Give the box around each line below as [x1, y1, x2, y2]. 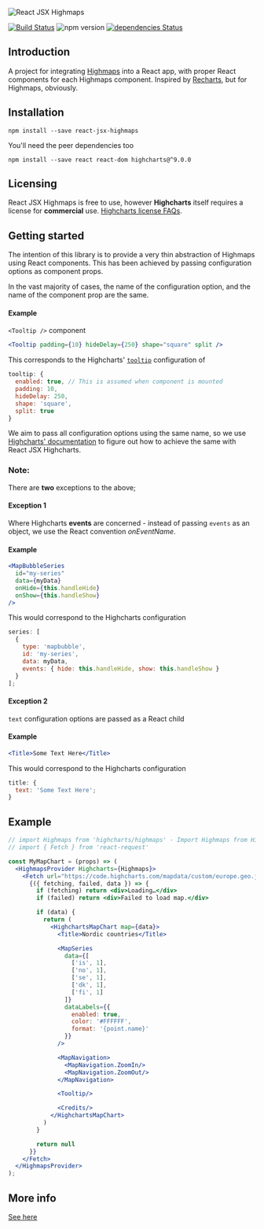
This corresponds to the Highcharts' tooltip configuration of [8, 355, 206, 365]
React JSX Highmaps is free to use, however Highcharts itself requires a [8, 197, 244, 208]
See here [8, 1212, 38, 1221]
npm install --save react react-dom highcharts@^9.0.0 [8, 156, 192, 164]
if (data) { [36, 909, 76, 917]
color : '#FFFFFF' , [71, 1017, 132, 1026]
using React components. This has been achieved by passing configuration [8, 258, 252, 268]
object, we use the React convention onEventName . [8, 526, 176, 536]
